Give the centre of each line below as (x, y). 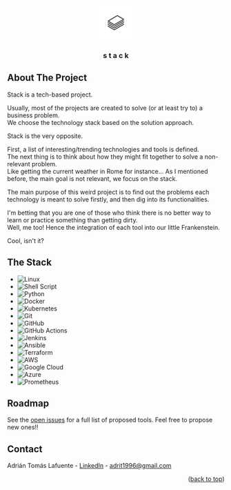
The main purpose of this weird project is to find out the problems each (108, 192)
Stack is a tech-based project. (50, 95)
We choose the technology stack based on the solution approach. (101, 122)
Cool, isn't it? (26, 241)
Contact (25, 449)
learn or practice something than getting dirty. (72, 220)
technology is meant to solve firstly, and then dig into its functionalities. (108, 199)
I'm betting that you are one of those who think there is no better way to (109, 213)
